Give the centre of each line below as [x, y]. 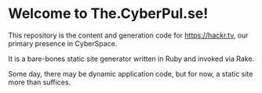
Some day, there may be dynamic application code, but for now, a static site [131, 73]
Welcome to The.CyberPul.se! [108, 14]
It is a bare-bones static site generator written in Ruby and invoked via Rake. [131, 59]
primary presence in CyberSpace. [63, 43]
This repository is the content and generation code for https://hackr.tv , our [128, 35]
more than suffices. [40, 82]
